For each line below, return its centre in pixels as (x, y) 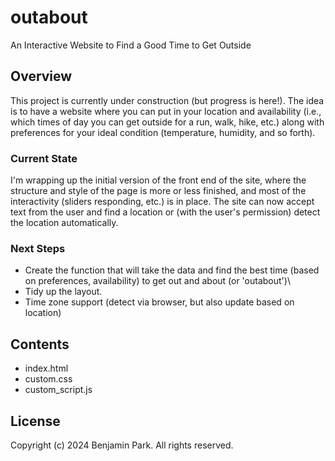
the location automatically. (64, 223)
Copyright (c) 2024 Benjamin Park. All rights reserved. (122, 445)
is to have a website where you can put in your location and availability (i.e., (166, 111)
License (35, 421)
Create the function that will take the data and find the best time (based (172, 270)
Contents (40, 344)
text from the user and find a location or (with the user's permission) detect (165, 212)
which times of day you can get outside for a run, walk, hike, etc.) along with (167, 122)
